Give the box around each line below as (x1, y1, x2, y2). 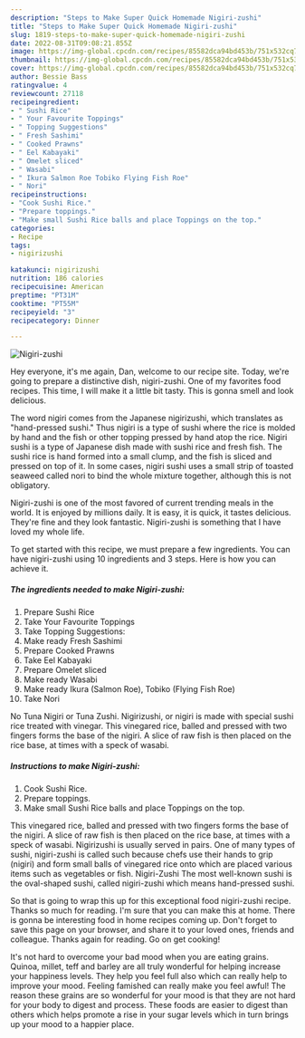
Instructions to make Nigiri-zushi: (10, 760, 140, 771)
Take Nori (23, 694, 60, 705)
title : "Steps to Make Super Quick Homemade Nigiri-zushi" (10, 22, 238, 31)
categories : (10, 224, 55, 233)
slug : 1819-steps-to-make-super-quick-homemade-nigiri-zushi (10, 30, 246, 39)
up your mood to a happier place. (10, 1019, 135, 1030)
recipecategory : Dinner (10, 316, 100, 325)
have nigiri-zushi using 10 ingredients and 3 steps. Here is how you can (10, 553, 277, 564)
